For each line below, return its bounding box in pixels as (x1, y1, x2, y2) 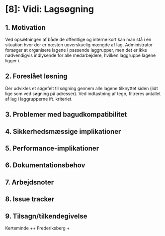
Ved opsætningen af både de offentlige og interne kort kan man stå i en (5, 36, 152, 42)
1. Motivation (5, 23, 46, 32)
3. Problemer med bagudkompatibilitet (5, 111, 127, 119)
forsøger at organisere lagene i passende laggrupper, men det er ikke (5, 47, 148, 53)
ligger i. (5, 58, 21, 63)
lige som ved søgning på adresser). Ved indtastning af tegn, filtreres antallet (5, 91, 161, 97)
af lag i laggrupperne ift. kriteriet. (5, 96, 73, 102)
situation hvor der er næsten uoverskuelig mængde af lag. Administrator (5, 42, 153, 48)
